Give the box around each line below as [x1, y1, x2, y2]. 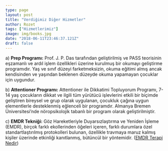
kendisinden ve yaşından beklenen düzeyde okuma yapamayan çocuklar [5, 71, 159, 77]
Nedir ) [5, 140, 19, 146]
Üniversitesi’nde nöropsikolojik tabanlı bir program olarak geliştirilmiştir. [5, 108, 156, 114]
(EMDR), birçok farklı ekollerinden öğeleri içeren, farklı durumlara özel [5, 123, 153, 130]
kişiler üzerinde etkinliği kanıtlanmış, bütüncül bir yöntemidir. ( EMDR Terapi [5, 134, 163, 141]
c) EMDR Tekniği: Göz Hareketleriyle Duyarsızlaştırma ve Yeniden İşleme [5, 118, 159, 124]
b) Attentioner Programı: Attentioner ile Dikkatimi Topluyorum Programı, [5, 87, 158, 93]
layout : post [5, 12, 33, 17]
